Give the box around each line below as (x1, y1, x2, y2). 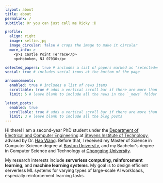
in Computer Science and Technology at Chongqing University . (5, 148, 131, 154)
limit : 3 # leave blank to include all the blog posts (9, 114, 123, 119)
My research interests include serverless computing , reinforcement (5, 157, 143, 163)
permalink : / (5, 16, 32, 21)
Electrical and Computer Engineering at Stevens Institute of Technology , (5, 133, 149, 138)
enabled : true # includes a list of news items (9, 83, 108, 88)
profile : (5, 30, 23, 34)
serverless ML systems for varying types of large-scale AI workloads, (5, 168, 145, 173)
